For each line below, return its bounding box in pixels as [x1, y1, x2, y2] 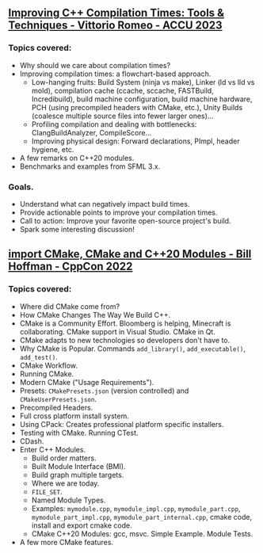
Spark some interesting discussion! [19, 224, 135, 234]
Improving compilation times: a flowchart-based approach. [19, 69, 212, 78]
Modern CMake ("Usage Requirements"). [19, 377, 154, 387]
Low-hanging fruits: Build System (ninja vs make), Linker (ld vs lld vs [31, 77, 255, 86]
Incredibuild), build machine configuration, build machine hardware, [31, 94, 253, 104]
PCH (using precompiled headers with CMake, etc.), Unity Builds [31, 102, 243, 112]
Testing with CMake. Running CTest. [19, 428, 139, 437]
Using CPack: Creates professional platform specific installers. [19, 419, 224, 429]
